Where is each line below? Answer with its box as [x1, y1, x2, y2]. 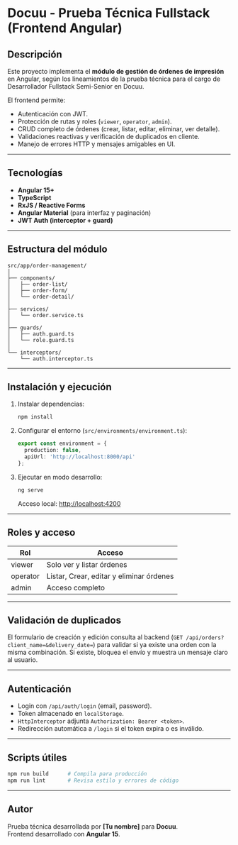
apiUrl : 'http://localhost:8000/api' [24, 453, 136, 460]
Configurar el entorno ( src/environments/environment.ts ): [17, 426, 188, 435]
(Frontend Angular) [7, 20, 123, 36]
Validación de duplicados [7, 614, 122, 626]
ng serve [17, 486, 44, 494]
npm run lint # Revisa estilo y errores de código [7, 777, 179, 784]
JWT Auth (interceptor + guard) [17, 216, 113, 224]
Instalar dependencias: [17, 399, 85, 409]
